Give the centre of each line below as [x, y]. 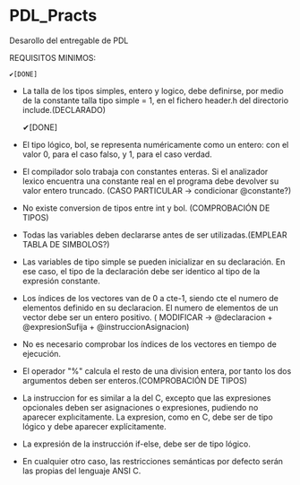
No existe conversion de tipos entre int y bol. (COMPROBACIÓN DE [146, 208]
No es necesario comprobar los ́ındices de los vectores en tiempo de [150, 344]
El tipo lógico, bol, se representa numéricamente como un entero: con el [155, 144]
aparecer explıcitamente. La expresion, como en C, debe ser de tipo [147, 417]
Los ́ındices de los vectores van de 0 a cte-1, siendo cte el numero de [150, 298]
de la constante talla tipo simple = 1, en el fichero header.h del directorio [155, 100]
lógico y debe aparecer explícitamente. [94, 426]
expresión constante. [61, 281]
